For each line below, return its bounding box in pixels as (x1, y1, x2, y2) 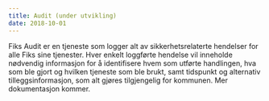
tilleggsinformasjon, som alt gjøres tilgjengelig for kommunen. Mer (8, 75, 228, 85)
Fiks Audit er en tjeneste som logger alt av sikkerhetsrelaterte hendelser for (8, 41, 259, 50)
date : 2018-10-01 (8, 19, 67, 27)
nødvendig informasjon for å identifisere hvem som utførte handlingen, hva (8, 58, 256, 68)
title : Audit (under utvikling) (8, 11, 117, 20)
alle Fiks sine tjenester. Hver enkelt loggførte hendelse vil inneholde (8, 50, 234, 59)
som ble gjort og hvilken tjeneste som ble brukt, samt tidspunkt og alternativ (8, 67, 261, 76)
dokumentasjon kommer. (8, 83, 91, 93)
